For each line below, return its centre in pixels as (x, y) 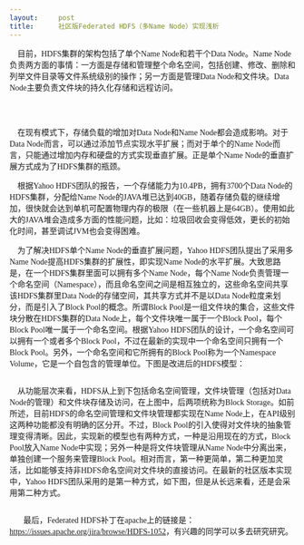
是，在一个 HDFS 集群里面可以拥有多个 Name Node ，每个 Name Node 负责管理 (145, 273)
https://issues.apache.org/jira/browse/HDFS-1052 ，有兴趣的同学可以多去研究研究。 (151, 531)
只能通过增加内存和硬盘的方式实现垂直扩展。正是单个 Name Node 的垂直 (156, 155)
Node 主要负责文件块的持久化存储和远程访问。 (94, 88)
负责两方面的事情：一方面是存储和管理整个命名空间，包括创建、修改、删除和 (152, 65)
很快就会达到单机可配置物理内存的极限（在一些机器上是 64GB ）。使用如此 (160, 208)
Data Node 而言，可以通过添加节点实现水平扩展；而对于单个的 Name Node (141, 144)
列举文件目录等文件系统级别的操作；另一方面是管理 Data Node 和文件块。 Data (149, 77)
